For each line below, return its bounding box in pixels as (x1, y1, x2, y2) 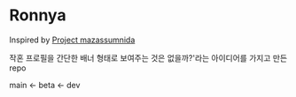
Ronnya (9, 5, 66, 26)
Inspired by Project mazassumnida (9, 34, 136, 45)
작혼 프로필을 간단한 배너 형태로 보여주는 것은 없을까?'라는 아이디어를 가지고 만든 (9, 52, 288, 63)
